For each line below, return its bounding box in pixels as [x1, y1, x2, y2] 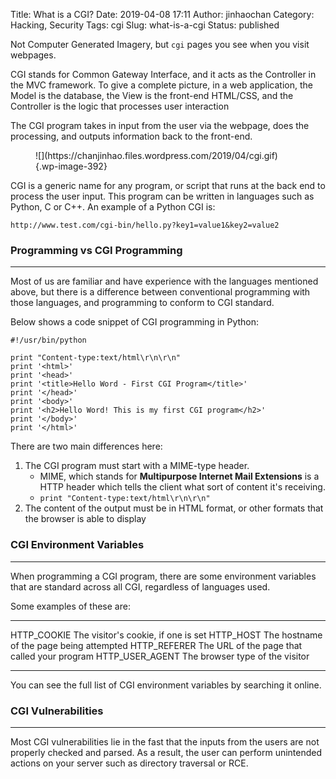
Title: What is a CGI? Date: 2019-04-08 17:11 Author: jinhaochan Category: [10, 9, 315, 20]
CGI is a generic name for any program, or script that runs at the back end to [10, 180, 326, 191]
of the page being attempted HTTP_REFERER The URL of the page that [10, 639, 303, 651]
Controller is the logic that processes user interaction [10, 100, 230, 112]
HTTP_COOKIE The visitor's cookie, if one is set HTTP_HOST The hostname [10, 629, 323, 641]
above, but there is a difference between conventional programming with [10, 286, 311, 298]
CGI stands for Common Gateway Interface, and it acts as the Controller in [10, 69, 317, 80]
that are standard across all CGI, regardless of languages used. [10, 580, 271, 593]
